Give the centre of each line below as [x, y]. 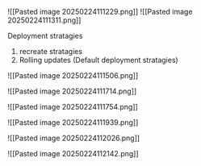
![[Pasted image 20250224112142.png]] [73, 154]
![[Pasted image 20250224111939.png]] [73, 122]
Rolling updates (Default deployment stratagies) [98, 60]
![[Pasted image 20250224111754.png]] [73, 107]
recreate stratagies [50, 51]
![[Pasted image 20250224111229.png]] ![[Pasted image [100, 12]
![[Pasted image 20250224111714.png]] [72, 91]
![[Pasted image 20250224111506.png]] [73, 75]
